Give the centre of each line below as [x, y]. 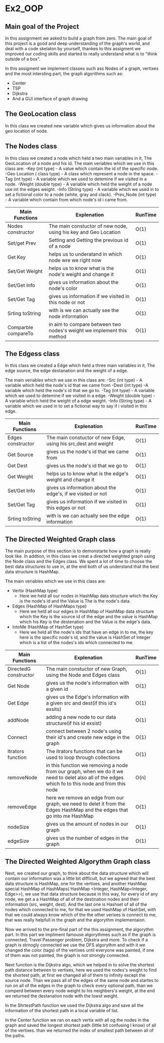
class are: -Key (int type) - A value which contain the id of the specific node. [82, 168]
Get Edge [18, 703]
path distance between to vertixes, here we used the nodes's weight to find [81, 970]
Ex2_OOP [24, 9]
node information [68, 316]
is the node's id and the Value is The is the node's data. [75, 601]
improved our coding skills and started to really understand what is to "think [81, 54]
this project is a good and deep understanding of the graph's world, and [77, 43]
